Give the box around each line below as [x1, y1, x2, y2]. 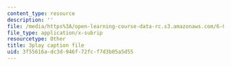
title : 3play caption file [7, 42, 85, 49]
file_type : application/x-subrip [7, 29, 103, 36]
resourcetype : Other [7, 36, 67, 43]
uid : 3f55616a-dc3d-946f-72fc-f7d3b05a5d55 [7, 49, 134, 56]
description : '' [7, 16, 54, 23]
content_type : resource [7, 10, 76, 17]
